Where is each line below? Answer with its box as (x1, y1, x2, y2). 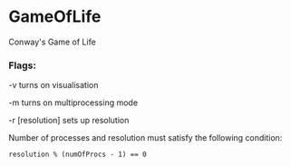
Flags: (8, 59, 37, 72)
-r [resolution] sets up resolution (8, 115, 130, 126)
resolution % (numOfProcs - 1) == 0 (8, 150, 147, 160)
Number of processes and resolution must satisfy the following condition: (8, 133, 283, 143)
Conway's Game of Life (8, 36, 96, 47)
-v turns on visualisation (8, 80, 99, 91)
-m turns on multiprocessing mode (8, 97, 138, 108)
